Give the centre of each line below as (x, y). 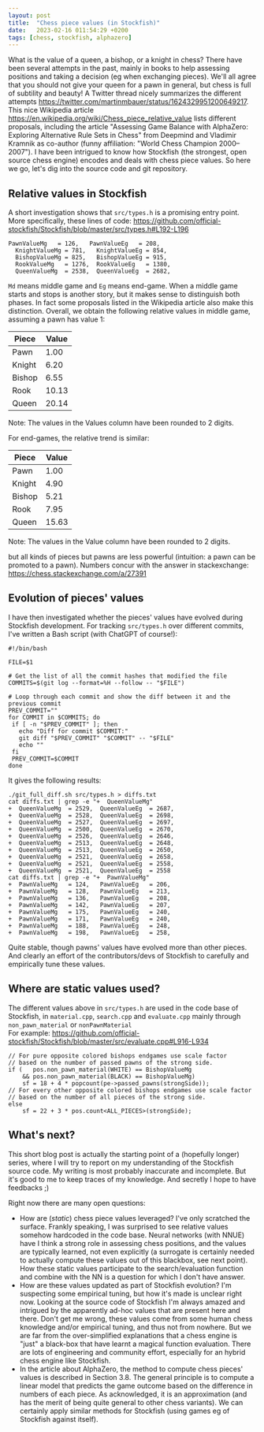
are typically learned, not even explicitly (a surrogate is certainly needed (137, 1252)
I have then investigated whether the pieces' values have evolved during (126, 617)
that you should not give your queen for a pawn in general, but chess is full (130, 85)
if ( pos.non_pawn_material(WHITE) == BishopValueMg (100, 1069)
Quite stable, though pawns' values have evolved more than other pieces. (128, 947)
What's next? (42, 1135)
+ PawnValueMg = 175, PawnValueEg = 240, (89, 912)
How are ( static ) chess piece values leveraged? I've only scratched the (135, 1218)
